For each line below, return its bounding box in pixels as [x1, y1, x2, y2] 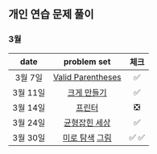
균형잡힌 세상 [64, 117, 111, 128]
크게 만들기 [67, 87, 107, 98]
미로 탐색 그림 [62, 132, 112, 143]
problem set [63, 55, 111, 67]
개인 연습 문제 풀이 [8, 7, 94, 22]
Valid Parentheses [52, 71, 122, 83]
